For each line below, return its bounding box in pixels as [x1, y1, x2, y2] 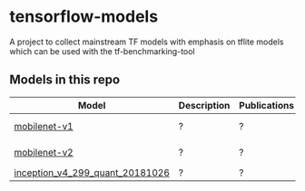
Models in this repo [9, 72, 121, 88]
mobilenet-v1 [14, 119, 74, 132]
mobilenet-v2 [14, 146, 74, 158]
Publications [239, 99, 295, 111]
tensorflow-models [9, 6, 159, 27]
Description [178, 99, 231, 111]
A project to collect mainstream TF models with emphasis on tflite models [9, 36, 284, 47]
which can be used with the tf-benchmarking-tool [9, 45, 195, 56]
